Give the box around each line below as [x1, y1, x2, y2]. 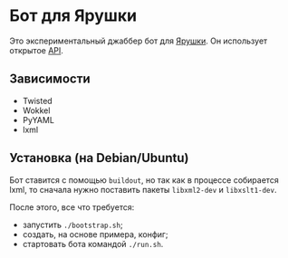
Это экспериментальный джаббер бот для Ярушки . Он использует [9, 35, 268, 46]
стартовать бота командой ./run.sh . [22, 238, 164, 249]
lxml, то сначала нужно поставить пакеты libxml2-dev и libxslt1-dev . [9, 184, 277, 195]
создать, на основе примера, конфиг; [22, 228, 168, 240]
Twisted [22, 95, 53, 106]
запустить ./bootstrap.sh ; [22, 219, 124, 230]
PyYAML [22, 114, 54, 125]
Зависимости [9, 72, 91, 87]
